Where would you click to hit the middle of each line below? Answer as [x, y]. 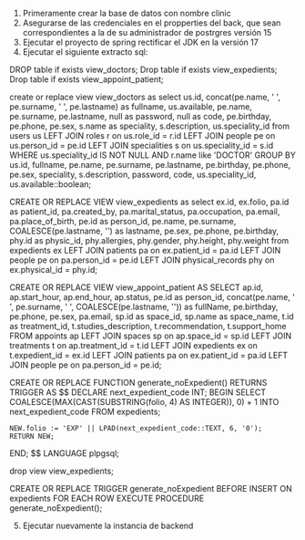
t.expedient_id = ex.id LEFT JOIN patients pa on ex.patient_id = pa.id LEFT [149, 355]
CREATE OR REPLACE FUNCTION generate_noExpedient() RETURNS [138, 383]
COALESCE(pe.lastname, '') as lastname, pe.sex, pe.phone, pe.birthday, [144, 231]
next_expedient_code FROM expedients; [85, 411]
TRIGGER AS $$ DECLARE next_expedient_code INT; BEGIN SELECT [138, 392]
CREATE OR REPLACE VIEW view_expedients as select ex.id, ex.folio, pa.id [149, 202]
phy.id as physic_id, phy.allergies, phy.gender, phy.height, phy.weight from [149, 240]
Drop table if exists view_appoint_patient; [86, 79]
